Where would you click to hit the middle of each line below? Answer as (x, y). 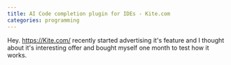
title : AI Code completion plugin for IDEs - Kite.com (89, 14)
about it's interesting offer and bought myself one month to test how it (108, 48)
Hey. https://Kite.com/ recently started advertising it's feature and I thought (116, 40)
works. (17, 55)
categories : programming (43, 20)
